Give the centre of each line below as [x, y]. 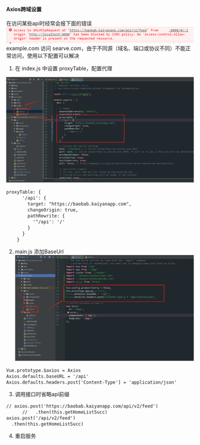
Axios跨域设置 [24, 9]
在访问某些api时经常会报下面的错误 [49, 23]
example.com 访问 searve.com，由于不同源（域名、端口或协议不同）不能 [96, 48]
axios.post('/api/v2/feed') [41, 418]
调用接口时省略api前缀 [42, 394]
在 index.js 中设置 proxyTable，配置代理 [63, 68]
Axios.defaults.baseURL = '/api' [48, 376]
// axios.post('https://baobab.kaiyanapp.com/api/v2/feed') [82, 406]
